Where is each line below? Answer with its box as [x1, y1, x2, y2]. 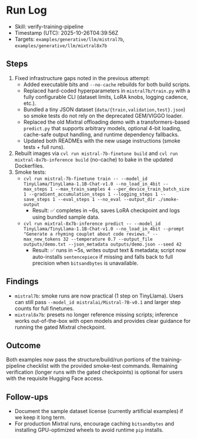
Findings [6, 276, 39, 286]
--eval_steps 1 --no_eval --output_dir [58, 196, 156, 202]
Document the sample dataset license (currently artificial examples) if [14, 408, 183, 415]
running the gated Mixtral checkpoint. [14, 324, 106, 331]
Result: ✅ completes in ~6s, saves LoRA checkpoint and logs [32, 207, 181, 214]
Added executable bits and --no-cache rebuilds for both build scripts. [23, 81, 191, 88]
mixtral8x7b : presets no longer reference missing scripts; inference [14, 311, 178, 318]
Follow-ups [6, 392, 49, 402]
